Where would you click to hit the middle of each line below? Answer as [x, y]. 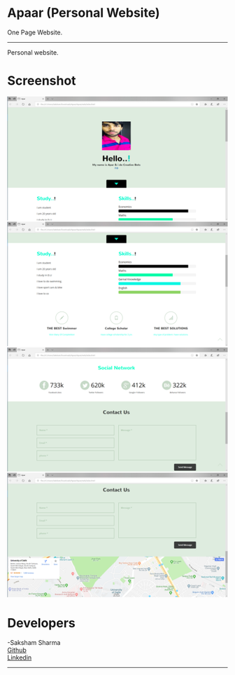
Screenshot [42, 81]
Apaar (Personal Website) [84, 13]
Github [17, 650]
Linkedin [20, 657]
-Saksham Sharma [34, 642]
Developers [41, 623]
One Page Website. [35, 32]
